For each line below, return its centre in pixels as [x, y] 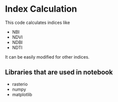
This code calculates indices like [38, 22]
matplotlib [22, 94]
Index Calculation [41, 9]
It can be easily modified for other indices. [47, 57]
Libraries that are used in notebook [59, 72]
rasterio [20, 84]
